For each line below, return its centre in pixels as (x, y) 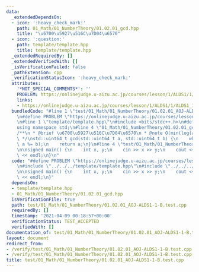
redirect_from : (25, 243)
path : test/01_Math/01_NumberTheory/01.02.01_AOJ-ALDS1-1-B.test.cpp (99, 205)
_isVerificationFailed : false (49, 67)
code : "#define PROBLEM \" (45, 161)
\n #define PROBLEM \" (43, 116)
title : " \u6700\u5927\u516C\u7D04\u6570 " (68, 34)
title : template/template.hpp (54, 50)
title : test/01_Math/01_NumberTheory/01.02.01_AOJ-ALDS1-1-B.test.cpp (95, 260)
